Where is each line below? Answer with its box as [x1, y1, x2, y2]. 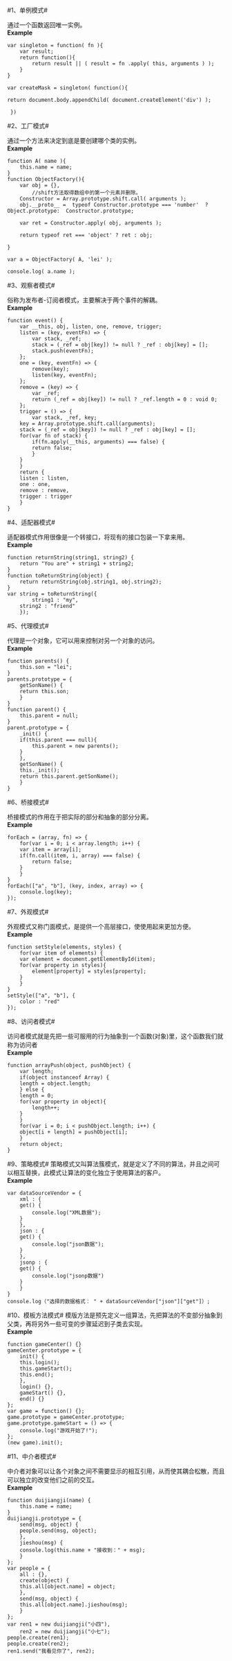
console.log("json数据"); [32, 1241, 105, 1248]
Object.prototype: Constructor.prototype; [7, 207, 135, 214]
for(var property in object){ [19, 1098, 107, 1105]
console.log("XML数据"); [32, 1209, 101, 1216]
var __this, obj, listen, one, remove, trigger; [19, 323, 162, 330]
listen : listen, [19, 475, 70, 482]
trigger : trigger [19, 493, 72, 500]
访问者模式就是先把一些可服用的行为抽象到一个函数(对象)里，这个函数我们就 [7, 1032, 224, 1040]
